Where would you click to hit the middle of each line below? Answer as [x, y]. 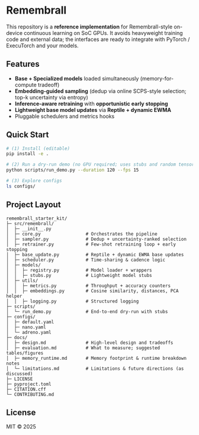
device [14, 33]
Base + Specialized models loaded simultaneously [77, 78]
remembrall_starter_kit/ [37, 218]
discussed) [20, 373]
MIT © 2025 [21, 427]
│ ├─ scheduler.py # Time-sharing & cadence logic [86, 260]
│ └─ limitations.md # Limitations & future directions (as [95, 368]
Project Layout [33, 205]
